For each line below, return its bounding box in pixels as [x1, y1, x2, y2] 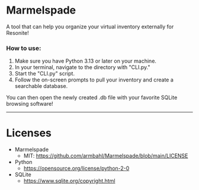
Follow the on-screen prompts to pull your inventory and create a [14, 76, 174, 83]
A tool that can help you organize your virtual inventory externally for [6, 23, 174, 30]
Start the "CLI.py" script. [14, 70, 75, 77]
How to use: [6, 44, 41, 52]
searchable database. [14, 83, 68, 90]
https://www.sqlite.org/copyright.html [23, 178, 115, 185]
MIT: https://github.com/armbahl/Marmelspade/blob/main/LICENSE [23, 152, 188, 159]
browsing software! [6, 100, 53, 107]
